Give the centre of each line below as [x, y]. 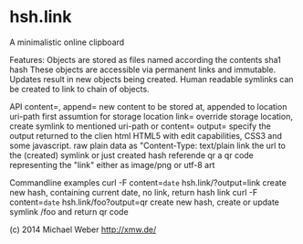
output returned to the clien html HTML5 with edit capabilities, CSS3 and [146, 135]
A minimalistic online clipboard [67, 42]
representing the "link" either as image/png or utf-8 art [112, 164]
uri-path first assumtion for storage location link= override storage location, [151, 116]
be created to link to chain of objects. [79, 89]
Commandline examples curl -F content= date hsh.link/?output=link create [148, 182]
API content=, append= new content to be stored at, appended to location [148, 106]
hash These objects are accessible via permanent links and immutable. [143, 69]
